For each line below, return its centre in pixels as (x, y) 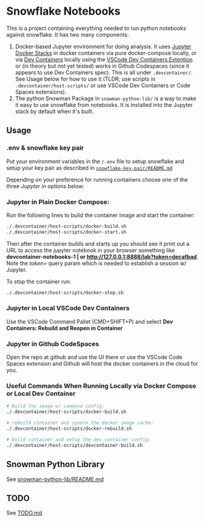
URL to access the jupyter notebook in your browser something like (91, 250)
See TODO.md (24, 513)
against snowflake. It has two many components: (68, 34)
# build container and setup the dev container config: (79, 440)
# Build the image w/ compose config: (55, 406)
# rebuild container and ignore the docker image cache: (80, 423)
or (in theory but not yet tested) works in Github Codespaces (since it (102, 66)
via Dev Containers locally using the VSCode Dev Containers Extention (104, 59)
